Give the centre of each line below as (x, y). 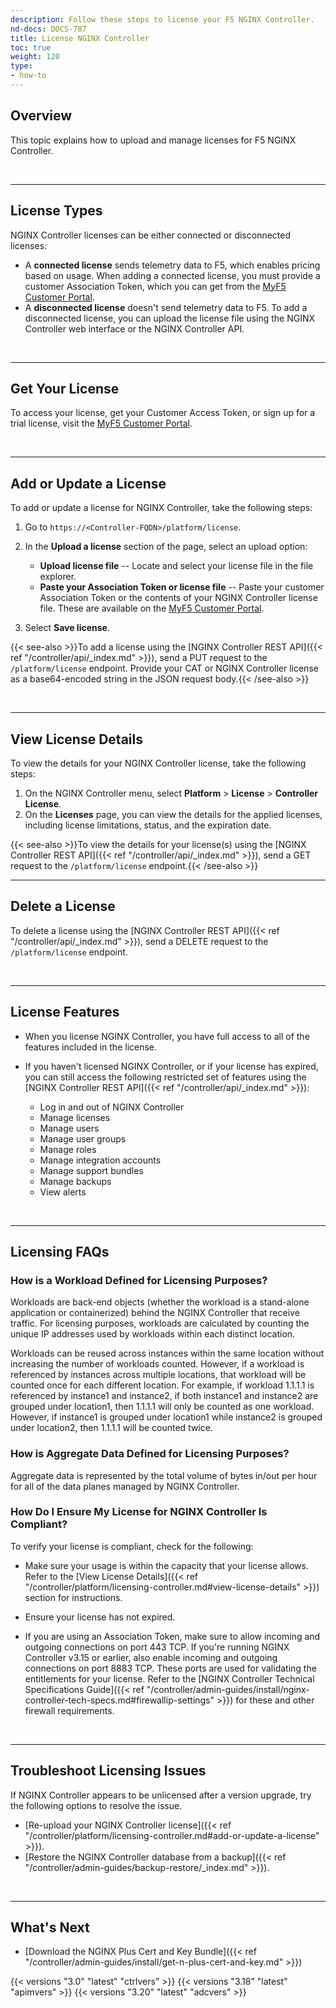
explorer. (58, 577)
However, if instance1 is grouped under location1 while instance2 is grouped (166, 1417)
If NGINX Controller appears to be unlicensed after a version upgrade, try (161, 1795)
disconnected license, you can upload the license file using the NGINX (170, 318)
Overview (41, 116)
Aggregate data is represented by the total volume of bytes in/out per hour (164, 1475)
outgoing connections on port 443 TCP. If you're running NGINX (157, 1647)
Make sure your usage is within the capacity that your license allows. (166, 1565)
